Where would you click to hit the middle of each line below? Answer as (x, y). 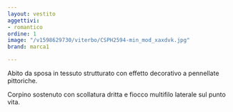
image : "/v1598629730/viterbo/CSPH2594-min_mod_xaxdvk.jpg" (99, 40)
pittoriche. (23, 81)
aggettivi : (24, 21)
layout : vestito (31, 14)
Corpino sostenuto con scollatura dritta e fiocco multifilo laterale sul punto (117, 94)
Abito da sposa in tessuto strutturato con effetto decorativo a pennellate (113, 73)
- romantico (25, 27)
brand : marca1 (29, 47)
